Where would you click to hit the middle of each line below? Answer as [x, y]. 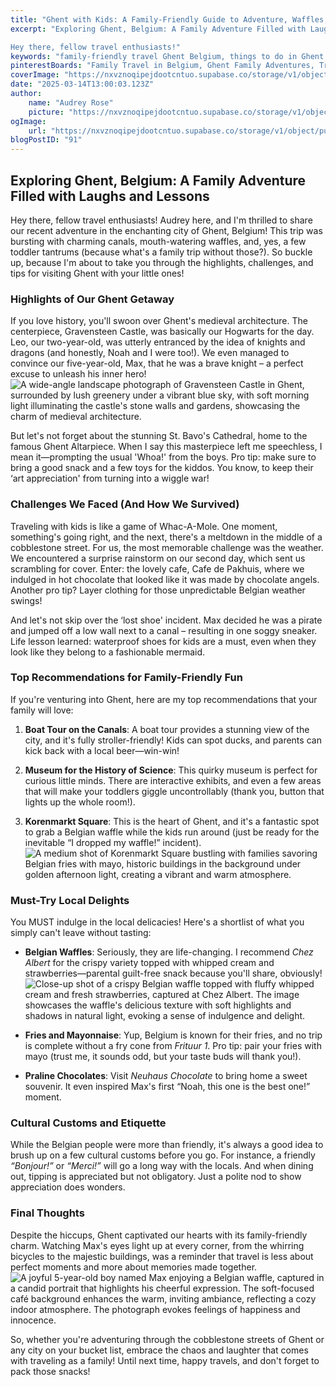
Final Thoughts [47, 1213]
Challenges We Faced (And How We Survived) [125, 504]
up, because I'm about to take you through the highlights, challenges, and [162, 262]
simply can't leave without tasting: [81, 933]
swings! [26, 600]
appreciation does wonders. [68, 1187]
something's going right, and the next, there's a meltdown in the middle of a [166, 537]
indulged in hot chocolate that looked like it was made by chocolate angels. [165, 579]
